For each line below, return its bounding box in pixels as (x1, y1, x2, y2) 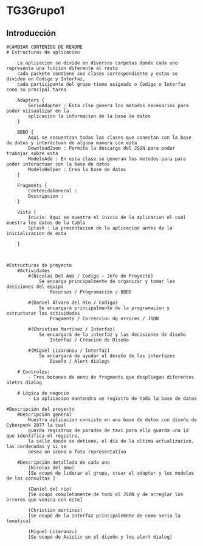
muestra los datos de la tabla (6, 220, 86, 226)
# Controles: (17, 369, 50, 375)
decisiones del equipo (6, 284, 64, 290)
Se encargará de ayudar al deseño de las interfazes (38, 353, 175, 359)
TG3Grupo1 (6, 4, 65, 18)
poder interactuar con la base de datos (6, 161, 111, 167)
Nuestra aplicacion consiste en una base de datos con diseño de (28, 417, 198, 423)
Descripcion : (28, 193, 64, 199)
